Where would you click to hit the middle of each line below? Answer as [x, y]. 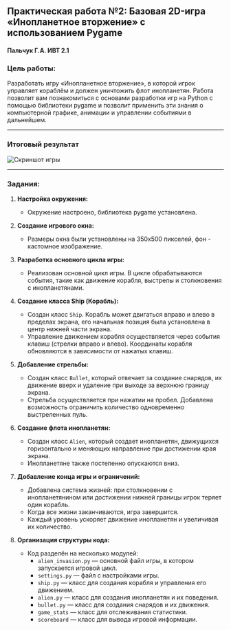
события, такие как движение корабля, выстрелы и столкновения [124, 280]
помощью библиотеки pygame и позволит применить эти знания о [106, 106]
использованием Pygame [65, 33]
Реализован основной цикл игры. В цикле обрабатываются [115, 273]
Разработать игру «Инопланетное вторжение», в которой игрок [101, 83]
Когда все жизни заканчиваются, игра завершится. [103, 512]
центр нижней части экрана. [69, 329]
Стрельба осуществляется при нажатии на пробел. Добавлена [120, 400]
